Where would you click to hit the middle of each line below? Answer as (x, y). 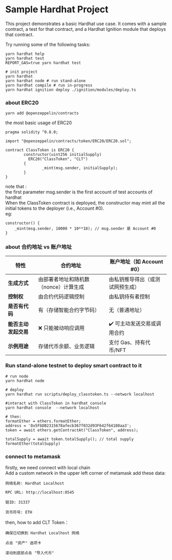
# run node (17, 376)
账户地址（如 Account (136, 262)
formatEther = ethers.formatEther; (43, 421)
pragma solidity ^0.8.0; (32, 132)
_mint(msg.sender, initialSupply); (80, 168)
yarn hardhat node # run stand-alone (46, 81)
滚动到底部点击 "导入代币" (30, 553)
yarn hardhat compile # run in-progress (49, 85)
